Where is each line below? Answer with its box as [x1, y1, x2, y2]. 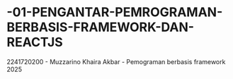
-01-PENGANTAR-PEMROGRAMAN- [6, 4, 223, 20]
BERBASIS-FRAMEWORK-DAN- [6, 19, 195, 35]
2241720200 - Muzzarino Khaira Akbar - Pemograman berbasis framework [6, 57, 226, 66]
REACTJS [6, 35, 63, 50]
